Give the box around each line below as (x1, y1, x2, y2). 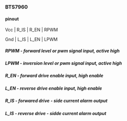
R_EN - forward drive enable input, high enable (5, 73, 104, 79)
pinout (5, 16, 19, 22)
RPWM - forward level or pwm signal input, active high (5, 48, 120, 54)
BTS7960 (5, 3, 28, 10)
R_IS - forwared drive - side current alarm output (5, 98, 108, 104)
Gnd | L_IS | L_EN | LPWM (5, 36, 58, 43)
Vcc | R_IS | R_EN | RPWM (5, 27, 58, 33)
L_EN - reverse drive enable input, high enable (5, 85, 102, 91)
